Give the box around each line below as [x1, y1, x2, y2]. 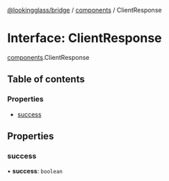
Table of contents [7, 73, 85, 86]
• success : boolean [7, 167, 63, 175]
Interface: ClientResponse [7, 31, 162, 46]
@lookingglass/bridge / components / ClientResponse [7, 6, 162, 14]
